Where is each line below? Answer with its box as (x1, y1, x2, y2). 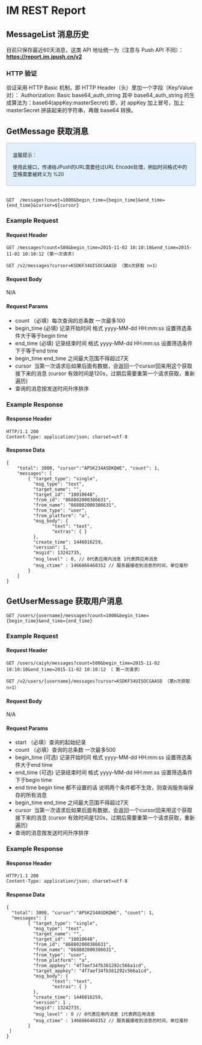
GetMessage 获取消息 (6, 126, 89, 136)
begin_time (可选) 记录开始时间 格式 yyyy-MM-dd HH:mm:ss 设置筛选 (14, 754, 187, 761)
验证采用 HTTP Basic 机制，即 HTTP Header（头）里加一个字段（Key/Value (6, 84, 194, 91)
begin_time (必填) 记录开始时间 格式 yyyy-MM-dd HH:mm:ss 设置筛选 (14, 324, 187, 332)
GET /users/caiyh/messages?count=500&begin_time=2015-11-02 (6, 660, 161, 666)
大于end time (20, 761, 53, 769)
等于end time (25, 347, 58, 354)
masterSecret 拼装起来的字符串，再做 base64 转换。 (6, 107, 136, 114)
